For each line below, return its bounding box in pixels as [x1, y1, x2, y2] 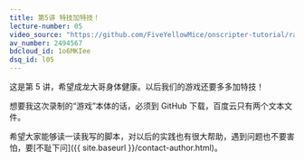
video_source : [9, 30, 63, 39]
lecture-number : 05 [9, 22, 83, 31]
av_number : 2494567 [9, 38, 83, 48]
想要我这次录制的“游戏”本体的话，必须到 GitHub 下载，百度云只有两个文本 [9, 100, 285, 111]
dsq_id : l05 [9, 55, 54, 64]
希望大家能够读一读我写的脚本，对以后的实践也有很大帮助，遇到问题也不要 [9, 131, 287, 141]
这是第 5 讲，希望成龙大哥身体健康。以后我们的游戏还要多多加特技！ [9, 81, 265, 91]
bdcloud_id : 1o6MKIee [9, 47, 91, 56]
